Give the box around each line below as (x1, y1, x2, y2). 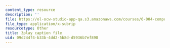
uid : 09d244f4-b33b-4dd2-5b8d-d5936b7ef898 (5, 35, 99, 40)
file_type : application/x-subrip (5, 21, 76, 26)
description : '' (5, 12, 39, 17)
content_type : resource (5, 7, 56, 12)
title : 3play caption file (5, 30, 62, 35)
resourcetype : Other (5, 26, 49, 31)
